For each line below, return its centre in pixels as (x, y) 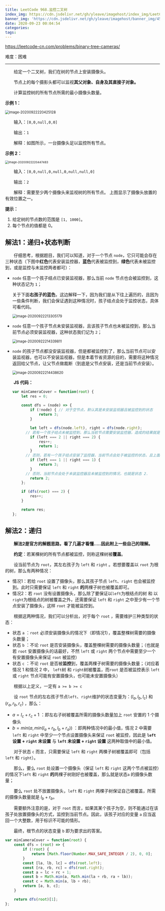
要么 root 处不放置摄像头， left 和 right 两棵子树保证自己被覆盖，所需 (85, 791)
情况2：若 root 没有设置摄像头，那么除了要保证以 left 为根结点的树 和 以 (85, 593)
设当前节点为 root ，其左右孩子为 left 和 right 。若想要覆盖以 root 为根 (86, 564)
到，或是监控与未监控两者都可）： (39, 267)
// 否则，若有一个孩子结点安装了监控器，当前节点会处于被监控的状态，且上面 (93, 455)
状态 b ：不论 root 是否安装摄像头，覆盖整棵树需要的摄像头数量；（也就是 (86, 645)
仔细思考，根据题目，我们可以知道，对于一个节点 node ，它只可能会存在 (85, 255)
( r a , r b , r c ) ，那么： (24, 704)
